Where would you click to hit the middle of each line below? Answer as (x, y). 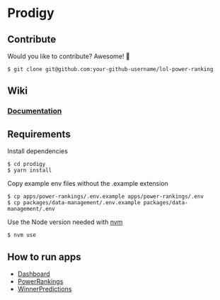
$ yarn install (30, 171)
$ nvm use (22, 235)
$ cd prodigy (27, 165)
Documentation (35, 111)
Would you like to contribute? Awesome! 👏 (69, 56)
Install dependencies (38, 151)
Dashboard (34, 274)
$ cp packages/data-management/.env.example (74, 203)
